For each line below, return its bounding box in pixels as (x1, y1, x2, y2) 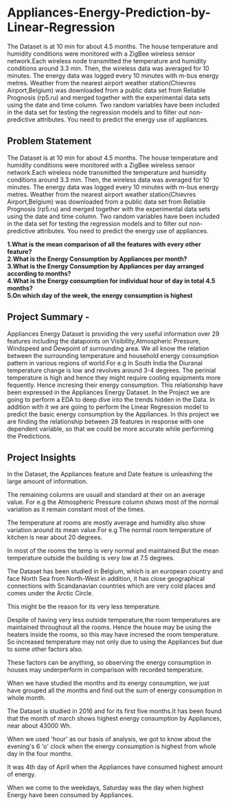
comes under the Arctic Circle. (7, 589, 94, 597)
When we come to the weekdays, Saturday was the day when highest (7, 783, 204, 792)
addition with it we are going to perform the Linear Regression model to (7, 403, 209, 411)
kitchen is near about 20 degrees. (7, 533, 103, 542)
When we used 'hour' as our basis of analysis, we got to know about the (7, 735, 211, 743)
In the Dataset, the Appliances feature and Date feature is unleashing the (7, 470, 213, 478)
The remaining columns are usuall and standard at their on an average (7, 491, 205, 499)
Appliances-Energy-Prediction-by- (7, 5, 211, 21)
